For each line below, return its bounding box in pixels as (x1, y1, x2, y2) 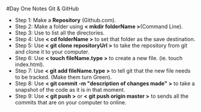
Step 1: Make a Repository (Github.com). (14, 17, 116, 23)
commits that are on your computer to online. (14, 99, 127, 106)
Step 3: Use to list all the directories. (14, 29, 105, 36)
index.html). (14, 61, 45, 68)
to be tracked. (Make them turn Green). (14, 74, 112, 80)
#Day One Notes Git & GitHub (6, 5, 79, 12)
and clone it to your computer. (14, 48, 90, 55)
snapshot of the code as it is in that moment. (14, 86, 125, 93)
